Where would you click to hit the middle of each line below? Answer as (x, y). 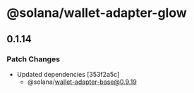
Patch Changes (34, 59)
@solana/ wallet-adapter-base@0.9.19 (82, 82)
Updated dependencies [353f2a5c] (68, 74)
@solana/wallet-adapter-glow (97, 13)
